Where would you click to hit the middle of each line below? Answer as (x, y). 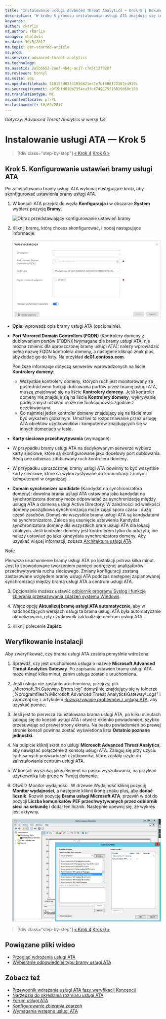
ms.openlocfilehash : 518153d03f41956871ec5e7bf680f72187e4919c (72, 84)
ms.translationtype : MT (30, 94)
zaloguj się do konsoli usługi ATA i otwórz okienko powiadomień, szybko (86, 720)
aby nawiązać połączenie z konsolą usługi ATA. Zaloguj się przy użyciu (84, 750)
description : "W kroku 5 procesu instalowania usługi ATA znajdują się (80, 16)
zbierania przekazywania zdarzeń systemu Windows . (66, 596)
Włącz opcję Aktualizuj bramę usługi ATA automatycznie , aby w (79, 606)
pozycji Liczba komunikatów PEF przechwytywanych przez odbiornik (85, 801)
